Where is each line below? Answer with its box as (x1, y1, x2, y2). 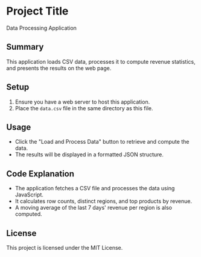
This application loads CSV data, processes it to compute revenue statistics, (6, 58, 196, 65)
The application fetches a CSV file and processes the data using (14, 185, 175, 192)
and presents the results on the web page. (6, 64, 112, 72)
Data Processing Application (6, 24, 77, 32)
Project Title (6, 4, 69, 18)
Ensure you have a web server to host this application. (14, 98, 150, 105)
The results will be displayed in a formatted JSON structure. (14, 151, 164, 158)
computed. (14, 210, 42, 218)
